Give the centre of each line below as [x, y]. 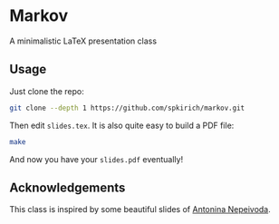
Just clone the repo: [47, 91]
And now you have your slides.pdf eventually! [96, 159]
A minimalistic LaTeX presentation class [83, 41]
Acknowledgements [67, 187]
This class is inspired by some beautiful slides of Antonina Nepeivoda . [140, 209]
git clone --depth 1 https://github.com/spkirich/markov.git [127, 108]
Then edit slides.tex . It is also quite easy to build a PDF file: [122, 125]
